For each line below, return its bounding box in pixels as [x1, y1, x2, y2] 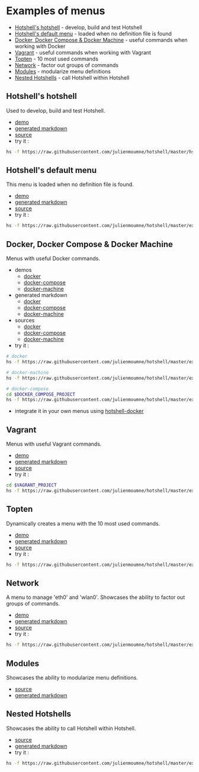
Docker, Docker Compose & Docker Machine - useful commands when [14, 36, 188, 43]
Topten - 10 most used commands [14, 55, 99, 62]
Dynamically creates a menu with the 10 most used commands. [6, 520, 161, 527]
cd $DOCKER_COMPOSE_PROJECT [6, 391, 76, 398]
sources [14, 317, 35, 324]
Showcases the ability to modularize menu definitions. [6, 674, 138, 681]
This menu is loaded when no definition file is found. [6, 181, 134, 188]
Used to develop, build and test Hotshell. [6, 107, 105, 114]
